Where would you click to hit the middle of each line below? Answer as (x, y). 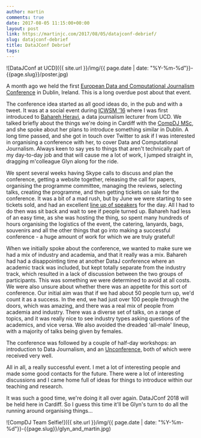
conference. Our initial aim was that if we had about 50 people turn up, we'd (100, 293)
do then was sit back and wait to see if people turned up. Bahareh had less (98, 211)
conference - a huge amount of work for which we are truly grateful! (91, 236)
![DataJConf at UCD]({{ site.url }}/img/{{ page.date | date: (77, 68)
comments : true (25, 17)
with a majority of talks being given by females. (64, 331)
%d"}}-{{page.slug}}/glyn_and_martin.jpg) (58, 428)
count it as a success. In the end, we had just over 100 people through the (97, 299)
